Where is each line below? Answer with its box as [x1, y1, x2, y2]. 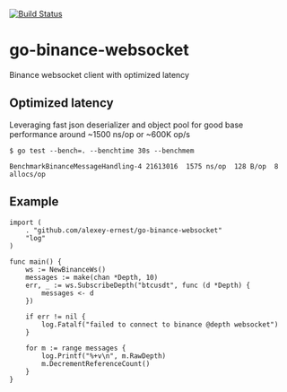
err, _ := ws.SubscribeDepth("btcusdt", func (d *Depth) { [25, 281, 251, 290]
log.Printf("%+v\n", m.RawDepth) [41, 351, 167, 361]
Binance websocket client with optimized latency [9, 69, 190, 80]
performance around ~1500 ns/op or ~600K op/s [9, 128, 191, 139]
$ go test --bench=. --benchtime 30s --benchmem [9, 146, 195, 155]
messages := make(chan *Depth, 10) [25, 273, 159, 282]
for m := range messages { [25, 344, 126, 353]
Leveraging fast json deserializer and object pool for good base [9, 119, 244, 130]
